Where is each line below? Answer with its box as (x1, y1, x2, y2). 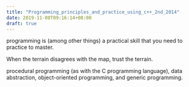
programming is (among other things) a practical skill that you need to (6, 37, 183, 45)
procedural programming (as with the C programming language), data (6, 67, 183, 75)
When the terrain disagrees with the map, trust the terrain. (6, 56, 153, 63)
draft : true (6, 20, 37, 26)
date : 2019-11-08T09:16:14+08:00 (6, 15, 92, 21)
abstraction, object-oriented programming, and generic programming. (6, 74, 183, 81)
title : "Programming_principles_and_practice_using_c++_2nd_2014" (6, 9, 180, 15)
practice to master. (6, 43, 54, 51)
